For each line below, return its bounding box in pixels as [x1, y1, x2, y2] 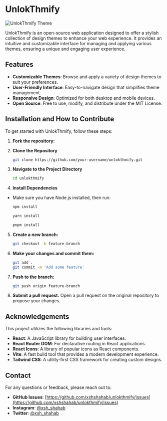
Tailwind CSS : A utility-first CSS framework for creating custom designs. [12, 357, 162, 363]
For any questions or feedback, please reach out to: [5, 384, 111, 390]
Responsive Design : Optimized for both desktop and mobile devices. [12, 95, 155, 101]
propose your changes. [12, 298, 61, 304]
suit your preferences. [12, 79, 58, 85]
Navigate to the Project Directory [12, 166, 82, 172]
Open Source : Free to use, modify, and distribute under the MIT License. [12, 100, 162, 106]
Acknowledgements [5, 312, 69, 321]
